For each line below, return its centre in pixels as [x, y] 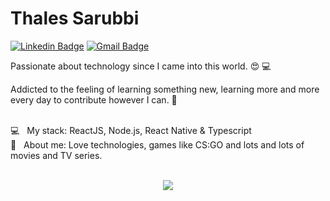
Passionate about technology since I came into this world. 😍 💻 [141, 66]
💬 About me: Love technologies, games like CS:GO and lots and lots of [157, 144]
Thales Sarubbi [75, 18]
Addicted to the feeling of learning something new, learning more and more [165, 89]
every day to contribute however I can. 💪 [94, 99]
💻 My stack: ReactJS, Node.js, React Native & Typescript [131, 130]
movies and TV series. [56, 155]
